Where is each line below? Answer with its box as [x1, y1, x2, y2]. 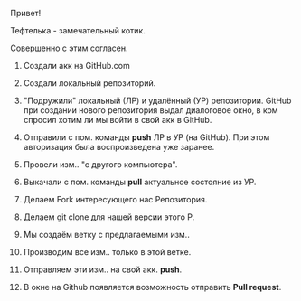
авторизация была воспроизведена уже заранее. [23, 142, 215, 152]
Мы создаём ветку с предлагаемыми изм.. [23, 230, 191, 240]
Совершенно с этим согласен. [10, 42, 129, 53]
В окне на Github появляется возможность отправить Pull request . [23, 282, 282, 292]
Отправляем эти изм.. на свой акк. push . [23, 264, 183, 275]
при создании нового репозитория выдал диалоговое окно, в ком [23, 105, 278, 116]
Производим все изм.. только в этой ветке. [23, 247, 192, 257]
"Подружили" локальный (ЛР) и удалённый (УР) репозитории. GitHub [23, 95, 292, 106]
